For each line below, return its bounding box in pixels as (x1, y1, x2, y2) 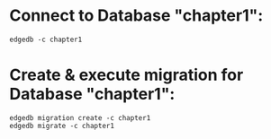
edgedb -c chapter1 (9, 35, 83, 44)
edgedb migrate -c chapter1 (9, 121, 115, 130)
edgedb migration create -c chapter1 (9, 113, 151, 122)
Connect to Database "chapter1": (9, 5, 264, 26)
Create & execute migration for (9, 65, 244, 85)
